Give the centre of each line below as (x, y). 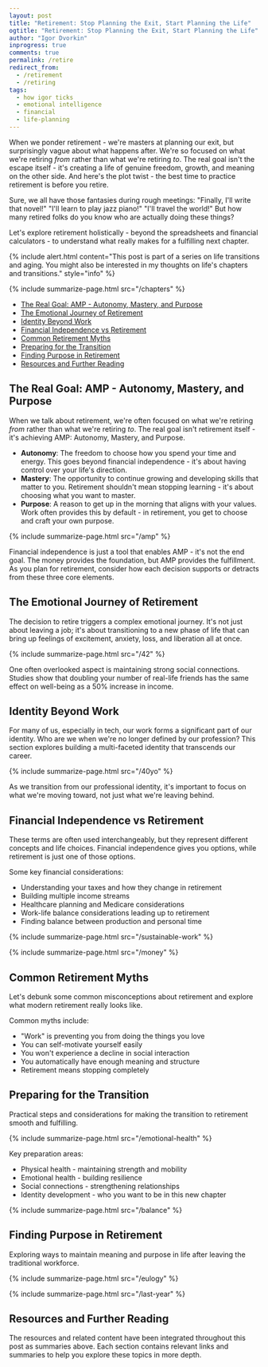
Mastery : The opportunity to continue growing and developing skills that (140, 478)
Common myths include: (49, 1020)
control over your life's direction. (74, 470)
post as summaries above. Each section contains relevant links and (119, 1346)
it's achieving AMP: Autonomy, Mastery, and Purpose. (97, 437)
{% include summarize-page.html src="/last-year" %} (97, 1294)
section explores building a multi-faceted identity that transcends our (122, 748)
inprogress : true (38, 45)
